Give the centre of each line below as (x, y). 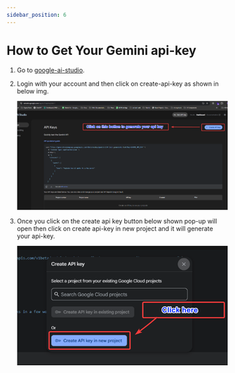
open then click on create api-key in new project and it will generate (115, 228)
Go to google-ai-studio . (51, 70)
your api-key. (36, 236)
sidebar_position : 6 (37, 15)
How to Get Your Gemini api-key (102, 50)
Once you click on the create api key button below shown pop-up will (117, 221)
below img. (33, 91)
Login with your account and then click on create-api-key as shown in (117, 84)
